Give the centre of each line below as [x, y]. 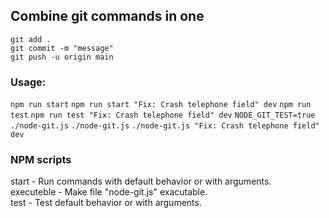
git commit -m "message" [62, 48]
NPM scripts [41, 160]
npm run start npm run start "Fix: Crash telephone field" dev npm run [161, 105]
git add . [31, 39]
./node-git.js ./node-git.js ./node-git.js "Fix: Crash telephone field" [165, 126]
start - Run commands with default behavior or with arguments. [141, 181]
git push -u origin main [62, 57]
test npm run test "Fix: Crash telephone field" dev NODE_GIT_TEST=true [163, 115]
